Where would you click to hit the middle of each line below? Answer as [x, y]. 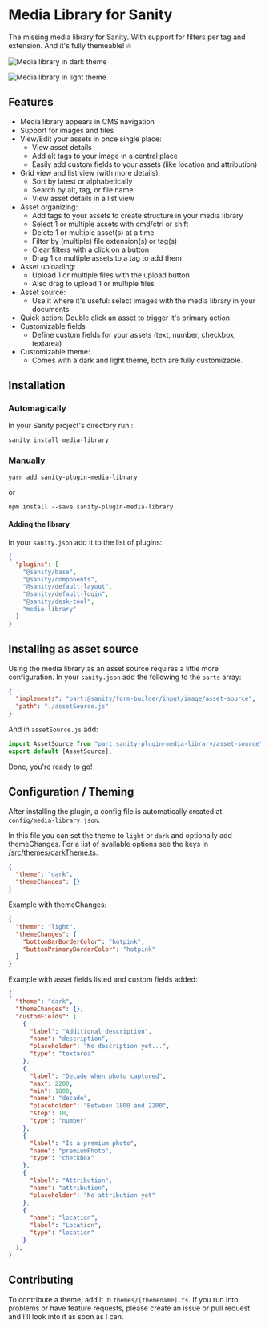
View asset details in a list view [83, 198]
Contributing [41, 1280]
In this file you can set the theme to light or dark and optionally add [120, 835]
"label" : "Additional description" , [90, 1031]
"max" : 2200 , [51, 1083]
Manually [27, 460]
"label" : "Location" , [66, 1225]
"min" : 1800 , [51, 1091]
